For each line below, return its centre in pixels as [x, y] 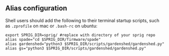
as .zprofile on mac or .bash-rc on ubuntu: [51, 26]
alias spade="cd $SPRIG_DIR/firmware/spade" [53, 39]
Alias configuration [36, 8]
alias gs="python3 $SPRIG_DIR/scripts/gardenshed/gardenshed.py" [76, 48]
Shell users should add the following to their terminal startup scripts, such [82, 20]
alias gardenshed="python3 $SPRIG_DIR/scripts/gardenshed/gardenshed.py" [85, 44]
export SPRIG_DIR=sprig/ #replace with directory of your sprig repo [80, 35]
